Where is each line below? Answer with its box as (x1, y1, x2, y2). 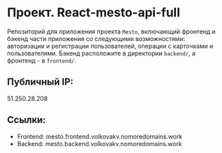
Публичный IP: (7, 76, 74, 88)
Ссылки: (7, 114, 46, 126)
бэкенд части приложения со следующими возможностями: (7, 34, 185, 42)
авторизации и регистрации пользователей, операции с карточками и (7, 42, 214, 50)
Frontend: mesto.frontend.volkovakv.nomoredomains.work (16, 132, 183, 141)
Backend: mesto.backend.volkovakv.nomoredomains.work (16, 139, 182, 148)
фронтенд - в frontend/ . (7, 56, 77, 64)
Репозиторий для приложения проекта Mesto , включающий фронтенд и (7, 27, 216, 36)
